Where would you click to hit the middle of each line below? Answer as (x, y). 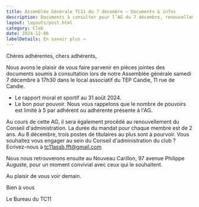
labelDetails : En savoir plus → (46, 39)
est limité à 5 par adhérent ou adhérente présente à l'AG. (84, 110)
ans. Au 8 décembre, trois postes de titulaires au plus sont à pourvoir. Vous (98, 134)
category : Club (25, 28)
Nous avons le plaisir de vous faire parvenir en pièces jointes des (86, 67)
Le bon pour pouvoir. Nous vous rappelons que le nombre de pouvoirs (100, 104)
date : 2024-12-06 (28, 34)
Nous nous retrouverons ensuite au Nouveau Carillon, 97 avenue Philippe (95, 158)
